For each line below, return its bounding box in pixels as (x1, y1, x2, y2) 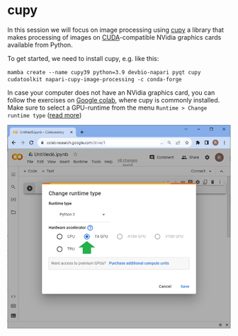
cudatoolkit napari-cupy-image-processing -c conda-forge (7, 76, 182, 83)
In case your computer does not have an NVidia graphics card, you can (7, 88, 215, 97)
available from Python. (7, 40, 73, 49)
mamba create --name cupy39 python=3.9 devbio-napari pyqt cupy (7, 69, 201, 76)
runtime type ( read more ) (7, 110, 82, 119)
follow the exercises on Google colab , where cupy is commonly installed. (7, 95, 220, 104)
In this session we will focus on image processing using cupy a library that (7, 25, 225, 34)
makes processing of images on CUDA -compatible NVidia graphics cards (7, 33, 222, 41)
